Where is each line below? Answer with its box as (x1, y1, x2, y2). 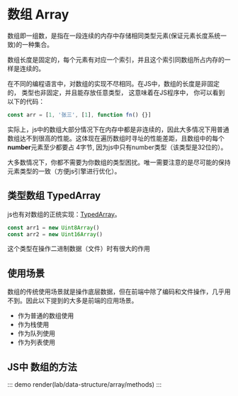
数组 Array (7, 6, 69, 23)
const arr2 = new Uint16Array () (7, 230, 103, 238)
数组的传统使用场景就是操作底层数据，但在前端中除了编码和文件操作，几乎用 (7, 287, 231, 296)
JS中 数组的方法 (7, 360, 77, 373)
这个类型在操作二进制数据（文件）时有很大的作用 (7, 245, 150, 253)
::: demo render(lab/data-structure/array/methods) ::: (7, 380, 162, 388)
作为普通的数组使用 (17, 311, 74, 320)
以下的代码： (7, 97, 45, 105)
